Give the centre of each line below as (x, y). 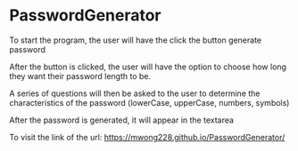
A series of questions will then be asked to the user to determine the (135, 93)
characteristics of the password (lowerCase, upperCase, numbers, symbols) (149, 102)
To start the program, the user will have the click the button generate (135, 40)
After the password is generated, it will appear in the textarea (122, 120)
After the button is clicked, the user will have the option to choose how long (148, 67)
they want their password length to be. (80, 75)
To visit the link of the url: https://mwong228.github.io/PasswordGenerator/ (147, 137)
